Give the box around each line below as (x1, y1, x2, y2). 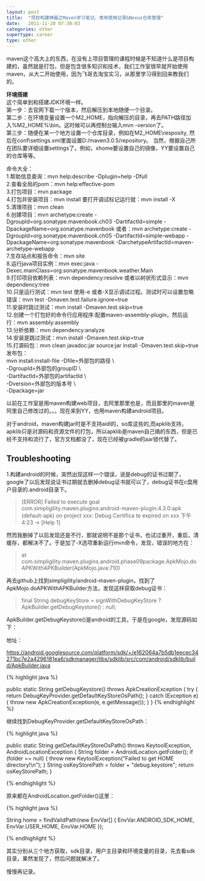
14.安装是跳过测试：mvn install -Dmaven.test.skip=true (6, 334, 145, 341)
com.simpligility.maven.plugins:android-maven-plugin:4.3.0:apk (21, 504, 182, 511)
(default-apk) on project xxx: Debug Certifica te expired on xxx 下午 (21, 511, 192, 519)
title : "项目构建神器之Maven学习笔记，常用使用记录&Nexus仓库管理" (6, 15, 164, 21)
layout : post (6, 9, 40, 15)
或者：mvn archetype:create (115, 225, 188, 232)
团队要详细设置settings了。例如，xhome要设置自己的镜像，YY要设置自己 (11, 144, 195, 152)
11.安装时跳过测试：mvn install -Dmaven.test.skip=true (6, 303, 143, 311)
